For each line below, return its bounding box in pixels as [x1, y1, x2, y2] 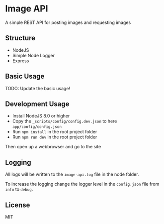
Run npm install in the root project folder [12, 129, 97, 135]
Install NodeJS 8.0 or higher [12, 113, 70, 119]
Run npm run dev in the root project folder [12, 134, 97, 140]
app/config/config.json [12, 124, 62, 129]
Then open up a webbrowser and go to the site [5, 144, 101, 150]
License [5, 201, 30, 209]
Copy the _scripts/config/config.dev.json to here [12, 118, 117, 124]
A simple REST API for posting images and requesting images [5, 19, 131, 25]
